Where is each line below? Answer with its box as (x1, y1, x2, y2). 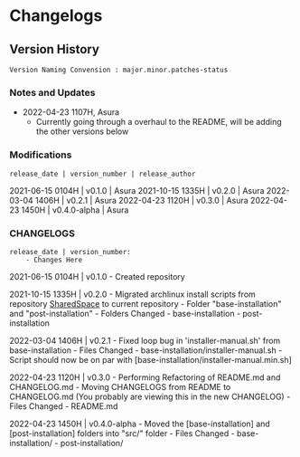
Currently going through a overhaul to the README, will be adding (35, 117, 282, 128)
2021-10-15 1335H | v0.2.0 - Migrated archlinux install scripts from (9, 289, 256, 300)
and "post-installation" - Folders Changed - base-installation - (9, 308, 241, 319)
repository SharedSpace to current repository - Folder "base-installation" (9, 298, 282, 309)
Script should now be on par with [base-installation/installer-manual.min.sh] (9, 354, 292, 365)
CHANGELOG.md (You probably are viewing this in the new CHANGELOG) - (9, 391, 291, 402)
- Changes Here (25, 255, 83, 264)
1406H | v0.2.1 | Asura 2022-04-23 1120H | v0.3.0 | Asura (34, 195, 248, 205)
